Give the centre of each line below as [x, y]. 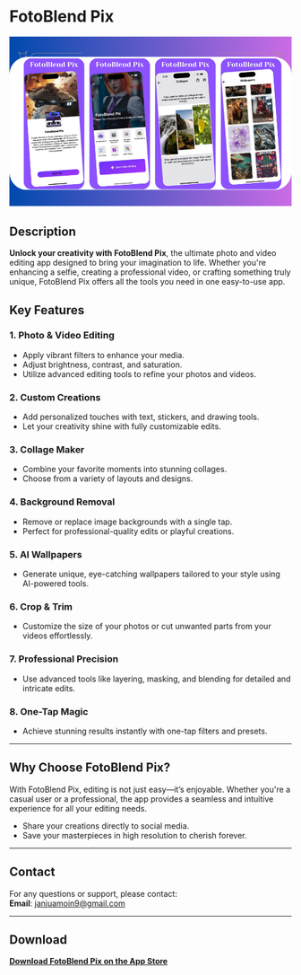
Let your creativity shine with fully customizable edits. [121, 426]
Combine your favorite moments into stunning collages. [125, 470]
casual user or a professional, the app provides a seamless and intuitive [142, 799]
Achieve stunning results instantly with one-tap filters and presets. [145, 731]
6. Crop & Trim [41, 606]
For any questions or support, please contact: [93, 893]
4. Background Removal [62, 502]
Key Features [47, 310]
